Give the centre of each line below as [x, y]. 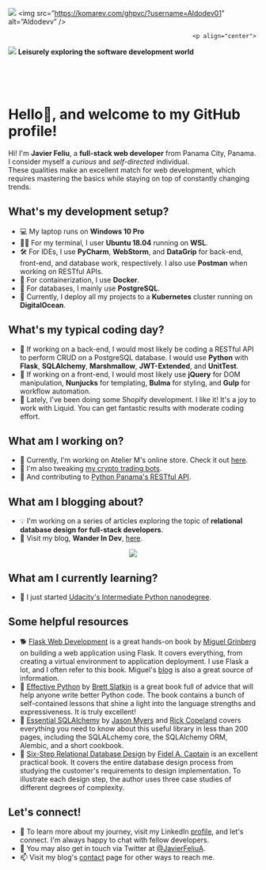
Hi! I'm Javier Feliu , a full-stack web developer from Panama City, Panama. [132, 153]
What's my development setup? [89, 212]
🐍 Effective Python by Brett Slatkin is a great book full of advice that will [136, 686]
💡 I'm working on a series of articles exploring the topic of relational [131, 521]
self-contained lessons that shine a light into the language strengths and [137, 703]
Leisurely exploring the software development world [106, 52]
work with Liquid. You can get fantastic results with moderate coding [131, 408]
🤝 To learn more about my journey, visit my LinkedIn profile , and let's [131, 831]
